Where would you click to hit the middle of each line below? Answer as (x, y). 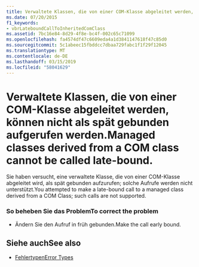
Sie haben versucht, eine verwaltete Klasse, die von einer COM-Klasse (93, 177)
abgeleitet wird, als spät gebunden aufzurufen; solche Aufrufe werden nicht (99, 183)
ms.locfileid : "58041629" (38, 67)
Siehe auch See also (44, 243)
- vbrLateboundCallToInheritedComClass (56, 28)
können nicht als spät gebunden (88, 122)
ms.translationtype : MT (36, 51)
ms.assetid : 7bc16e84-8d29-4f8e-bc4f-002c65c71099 (71, 34)
